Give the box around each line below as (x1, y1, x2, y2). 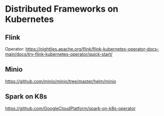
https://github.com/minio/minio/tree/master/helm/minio (5, 78, 117, 84)
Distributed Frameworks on (5, 3, 118, 15)
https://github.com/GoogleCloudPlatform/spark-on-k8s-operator (5, 105, 136, 111)
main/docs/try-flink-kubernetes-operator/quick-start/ (5, 51, 113, 57)
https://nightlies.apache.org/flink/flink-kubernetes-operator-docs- (25, 46, 159, 52)
